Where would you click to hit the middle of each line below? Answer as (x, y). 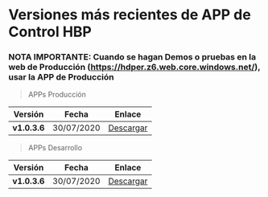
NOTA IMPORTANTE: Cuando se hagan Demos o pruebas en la (132, 57)
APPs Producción (57, 95)
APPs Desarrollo (55, 148)
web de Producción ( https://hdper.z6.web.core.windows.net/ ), (134, 68)
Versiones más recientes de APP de (130, 15)
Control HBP (50, 32)
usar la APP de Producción (61, 77)
